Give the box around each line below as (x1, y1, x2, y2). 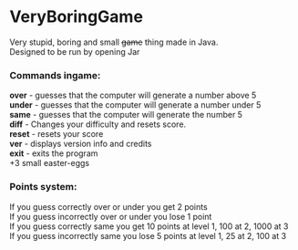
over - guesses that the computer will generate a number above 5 (9, 89, 257, 101)
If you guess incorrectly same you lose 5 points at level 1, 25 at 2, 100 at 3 (9, 230, 287, 241)
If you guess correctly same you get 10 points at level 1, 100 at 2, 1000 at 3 (9, 221, 289, 232)
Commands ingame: (9, 68, 101, 81)
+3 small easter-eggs (9, 158, 89, 169)
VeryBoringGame (9, 6, 144, 27)
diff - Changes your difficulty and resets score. (9, 119, 187, 130)
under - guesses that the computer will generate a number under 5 (9, 99, 262, 110)
